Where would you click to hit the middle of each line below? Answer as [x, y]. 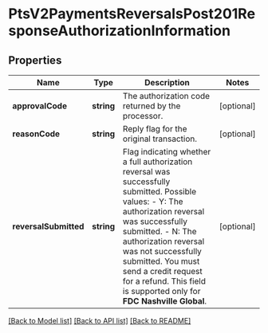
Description [167, 82]
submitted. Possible [160, 192]
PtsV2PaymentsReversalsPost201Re [132, 14]
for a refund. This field [164, 281]
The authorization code [166, 96]
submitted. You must [161, 261]
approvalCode [40, 106]
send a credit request [162, 271]
